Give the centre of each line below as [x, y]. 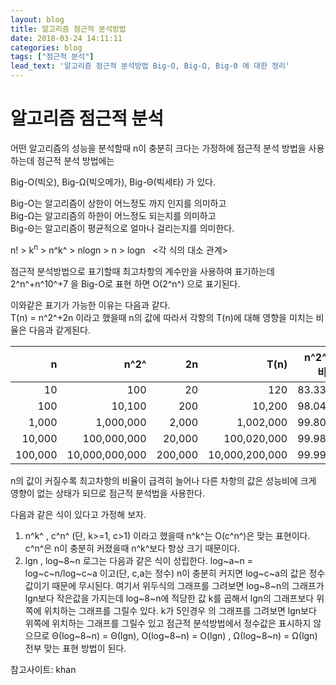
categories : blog [46, 47]
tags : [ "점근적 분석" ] [52, 57]
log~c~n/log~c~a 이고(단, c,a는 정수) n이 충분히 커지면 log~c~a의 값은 [165, 573]
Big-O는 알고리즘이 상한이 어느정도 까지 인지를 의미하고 [118, 203]
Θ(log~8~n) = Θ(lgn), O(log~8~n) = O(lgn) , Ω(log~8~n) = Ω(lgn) [184, 635]
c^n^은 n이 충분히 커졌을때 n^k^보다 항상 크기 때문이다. [132, 548]
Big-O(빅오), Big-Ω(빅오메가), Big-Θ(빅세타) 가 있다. [113, 182]
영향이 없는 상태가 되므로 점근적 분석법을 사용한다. [108, 493]
